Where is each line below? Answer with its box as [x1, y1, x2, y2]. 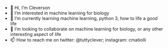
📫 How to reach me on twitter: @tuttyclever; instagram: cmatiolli [10, 37, 147, 42]
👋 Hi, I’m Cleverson [10, 5, 50, 10]
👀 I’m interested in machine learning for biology [10, 10, 109, 16]
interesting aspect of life [10, 31, 62, 37]
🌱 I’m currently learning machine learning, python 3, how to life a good [10, 15, 158, 21]
